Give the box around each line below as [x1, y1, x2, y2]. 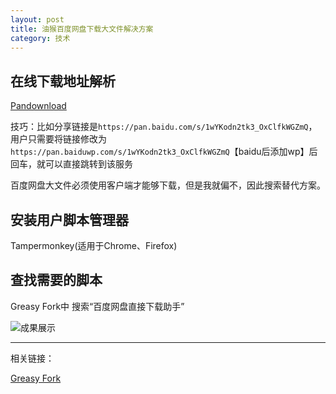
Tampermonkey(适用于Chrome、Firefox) [10, 240, 178, 251]
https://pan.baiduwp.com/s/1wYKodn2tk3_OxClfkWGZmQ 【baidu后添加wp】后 [10, 146, 318, 158]
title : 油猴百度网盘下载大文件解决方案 [10, 24, 154, 34]
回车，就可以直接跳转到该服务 [10, 158, 133, 170]
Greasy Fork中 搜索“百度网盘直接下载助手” [10, 300, 185, 312]
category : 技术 [10, 33, 71, 43]
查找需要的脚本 [10, 272, 103, 289]
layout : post [10, 14, 65, 25]
